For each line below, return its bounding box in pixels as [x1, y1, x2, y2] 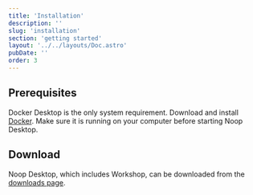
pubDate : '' [8, 49, 48, 57]
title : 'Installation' [8, 11, 84, 20]
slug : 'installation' [8, 26, 81, 35]
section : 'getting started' [8, 34, 103, 43]
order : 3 [8, 57, 38, 65]
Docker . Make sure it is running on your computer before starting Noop [8, 116, 243, 125]
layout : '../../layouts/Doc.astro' [8, 42, 128, 50]
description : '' [8, 19, 63, 27]
